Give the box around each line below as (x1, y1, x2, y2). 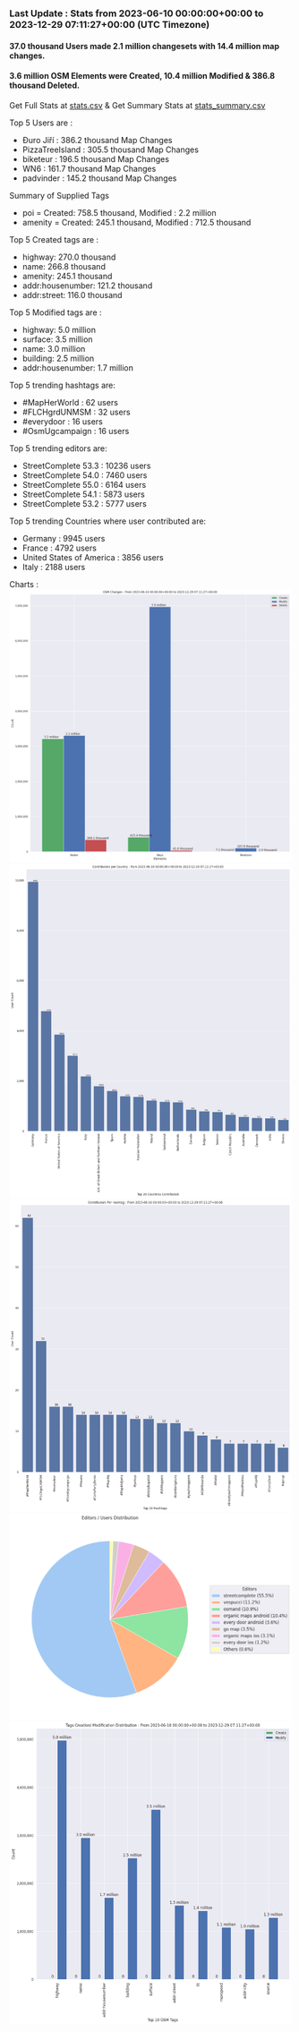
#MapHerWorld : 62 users (21, 397, 119, 407)
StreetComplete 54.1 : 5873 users (21, 489, 145, 499)
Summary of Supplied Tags (9, 190, 110, 201)
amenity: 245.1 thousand (21, 270, 113, 281)
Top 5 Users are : (9, 117, 73, 128)
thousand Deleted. (9, 80, 81, 91)
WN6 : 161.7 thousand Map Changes (21, 163, 157, 174)
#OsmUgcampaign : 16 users (21, 425, 130, 436)
